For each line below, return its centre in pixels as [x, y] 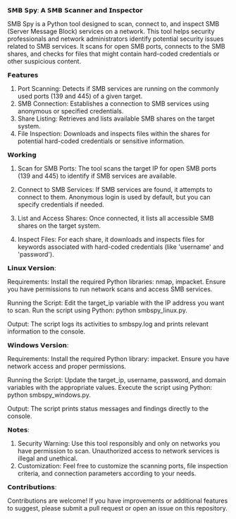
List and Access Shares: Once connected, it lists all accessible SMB [116, 218]
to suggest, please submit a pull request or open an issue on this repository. [117, 508]
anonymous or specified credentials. [70, 111]
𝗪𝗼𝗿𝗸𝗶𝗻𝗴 [22, 155]
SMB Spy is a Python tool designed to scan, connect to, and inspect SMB [113, 24]
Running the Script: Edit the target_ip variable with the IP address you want [116, 303]
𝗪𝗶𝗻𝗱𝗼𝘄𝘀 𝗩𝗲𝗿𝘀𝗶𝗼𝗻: [38, 345]
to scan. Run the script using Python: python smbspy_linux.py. [98, 310]
